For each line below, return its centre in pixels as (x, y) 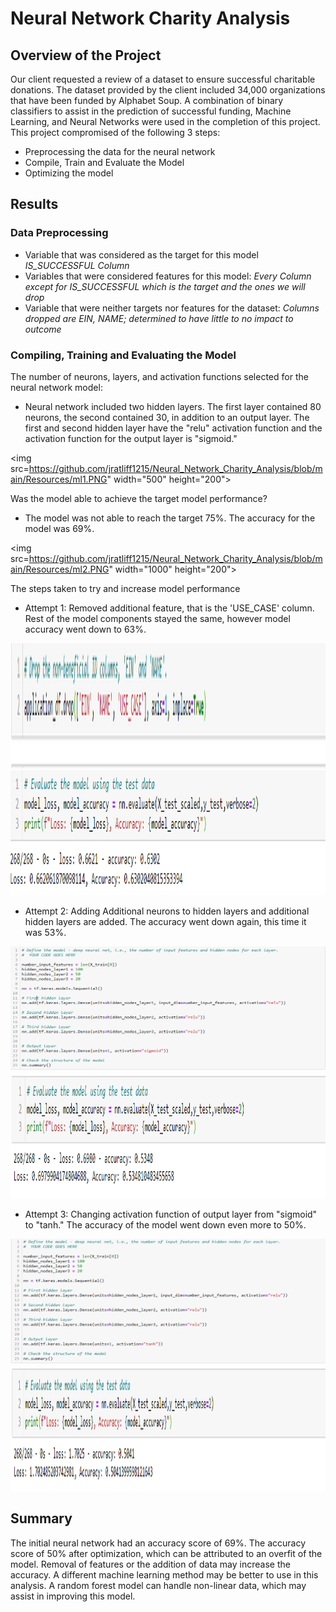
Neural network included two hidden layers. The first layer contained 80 (173, 406)
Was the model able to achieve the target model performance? (139, 498)
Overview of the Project (86, 55)
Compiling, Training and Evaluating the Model (123, 355)
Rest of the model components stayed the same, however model (157, 618)
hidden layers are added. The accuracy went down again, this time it (165, 921)
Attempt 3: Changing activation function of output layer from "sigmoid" (171, 1214)
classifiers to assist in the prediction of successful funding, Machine (151, 111)
